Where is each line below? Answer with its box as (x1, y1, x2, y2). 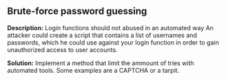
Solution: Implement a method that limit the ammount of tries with (7, 58, 194, 67)
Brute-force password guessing (7, 5, 147, 17)
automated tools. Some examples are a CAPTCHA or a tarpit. (7, 66, 180, 74)
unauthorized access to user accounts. (7, 45, 119, 54)
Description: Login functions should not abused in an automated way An (7, 23, 214, 32)
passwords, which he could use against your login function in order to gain (7, 38, 219, 47)
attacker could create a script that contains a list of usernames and (7, 31, 198, 39)
